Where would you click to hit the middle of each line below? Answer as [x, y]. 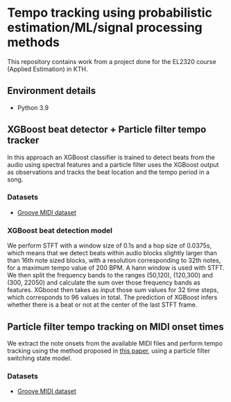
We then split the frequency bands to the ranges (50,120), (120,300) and [110, 275]
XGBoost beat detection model [60, 230]
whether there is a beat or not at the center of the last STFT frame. [102, 305]
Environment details [52, 91]
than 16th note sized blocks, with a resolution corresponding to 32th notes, [114, 260]
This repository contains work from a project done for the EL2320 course [112, 61]
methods [34, 42]
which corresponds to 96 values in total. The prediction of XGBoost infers [112, 298]
